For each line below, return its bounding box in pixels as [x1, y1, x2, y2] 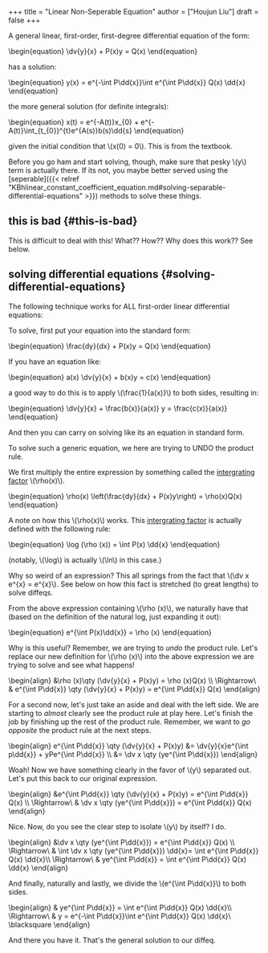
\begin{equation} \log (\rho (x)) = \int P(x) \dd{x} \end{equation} [8, 539, 221, 549]
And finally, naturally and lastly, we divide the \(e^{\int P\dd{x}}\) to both [8, 878, 247, 888]
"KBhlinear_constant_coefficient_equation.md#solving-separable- [8, 182, 226, 192]
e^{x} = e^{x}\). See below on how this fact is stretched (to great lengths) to [8, 579, 259, 589]
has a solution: [8, 62, 57, 72]
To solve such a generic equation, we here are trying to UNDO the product [8, 443, 254, 452]
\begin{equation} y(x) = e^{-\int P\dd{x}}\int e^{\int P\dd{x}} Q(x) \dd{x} [8, 78, 246, 87]
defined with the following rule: [8, 524, 111, 534]
